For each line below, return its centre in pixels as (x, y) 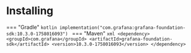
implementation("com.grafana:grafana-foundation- (122, 28)
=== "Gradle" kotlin (32, 27)
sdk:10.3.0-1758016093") (37, 34)
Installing (30, 11)
